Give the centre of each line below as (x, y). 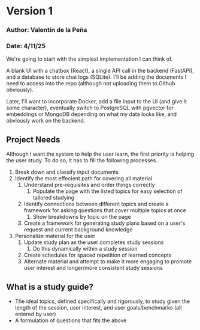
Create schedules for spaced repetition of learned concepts (98, 255)
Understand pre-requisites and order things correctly (89, 185)
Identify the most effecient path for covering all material (84, 179)
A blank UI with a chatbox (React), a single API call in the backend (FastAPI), (100, 71)
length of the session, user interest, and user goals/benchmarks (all (98, 308)
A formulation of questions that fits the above (71, 320)
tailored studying (54, 198)
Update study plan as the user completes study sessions (94, 242)
